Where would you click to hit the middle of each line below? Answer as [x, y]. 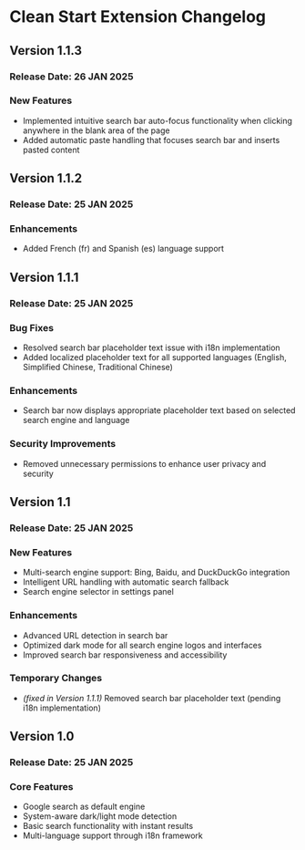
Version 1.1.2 [46, 178]
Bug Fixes [32, 327]
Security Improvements [63, 444]
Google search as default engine [84, 807]
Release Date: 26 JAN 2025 [71, 77]
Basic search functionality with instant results [108, 826]
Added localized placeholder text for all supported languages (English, [154, 358]
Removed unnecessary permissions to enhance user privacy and [144, 463]
